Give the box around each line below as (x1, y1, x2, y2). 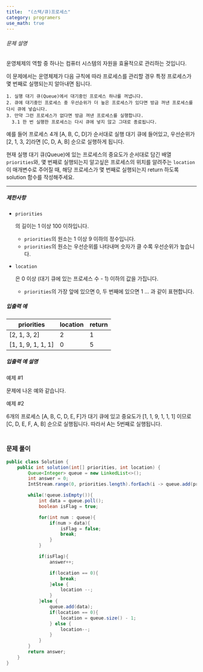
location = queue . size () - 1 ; (60, 615, 137, 621)
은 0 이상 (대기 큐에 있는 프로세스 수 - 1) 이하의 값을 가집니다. (14, 275, 159, 282)
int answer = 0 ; (28, 476, 69, 482)
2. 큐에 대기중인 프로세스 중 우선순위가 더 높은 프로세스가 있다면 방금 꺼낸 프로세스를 (6, 99, 193, 106)
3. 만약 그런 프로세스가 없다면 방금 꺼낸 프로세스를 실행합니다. (6, 113, 144, 119)
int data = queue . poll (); (38, 498, 104, 504)
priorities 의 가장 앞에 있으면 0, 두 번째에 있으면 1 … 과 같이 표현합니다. (24, 288, 195, 295)
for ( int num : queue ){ (38, 514, 96, 521)
